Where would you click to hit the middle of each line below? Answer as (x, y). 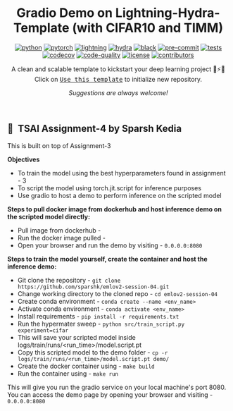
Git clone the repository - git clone (69, 280)
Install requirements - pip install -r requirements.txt (98, 316)
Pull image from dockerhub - (59, 230)
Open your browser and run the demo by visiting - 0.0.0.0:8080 (110, 245)
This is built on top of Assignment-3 (59, 145)
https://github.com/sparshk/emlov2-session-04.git (93, 287)
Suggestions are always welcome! (118, 92)
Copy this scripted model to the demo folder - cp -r (93, 352)
